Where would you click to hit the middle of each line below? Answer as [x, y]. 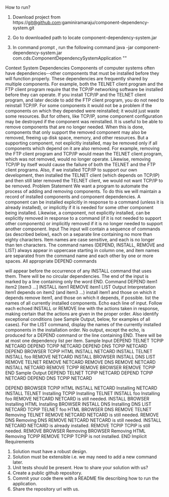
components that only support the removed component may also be [76, 132]
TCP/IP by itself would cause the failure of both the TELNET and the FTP [80, 164]
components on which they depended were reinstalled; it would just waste [82, 111]
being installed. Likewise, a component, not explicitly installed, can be [78, 213]
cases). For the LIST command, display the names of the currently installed [83, 325]
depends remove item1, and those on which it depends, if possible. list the [82, 298]
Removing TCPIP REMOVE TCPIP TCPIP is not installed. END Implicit [76, 436]
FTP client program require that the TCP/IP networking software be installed [84, 89]
